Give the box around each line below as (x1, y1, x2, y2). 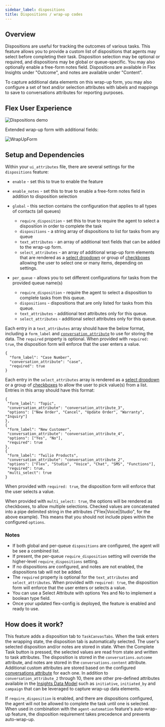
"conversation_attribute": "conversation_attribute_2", (7, 457, 125, 462)
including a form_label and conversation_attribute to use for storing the (5, 330, 154, 336)
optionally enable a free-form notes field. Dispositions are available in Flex (5, 64, 156, 70)
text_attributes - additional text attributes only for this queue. (19, 310, 148, 317)
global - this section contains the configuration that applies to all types (12, 203, 157, 209)
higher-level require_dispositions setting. (12, 558, 99, 564)
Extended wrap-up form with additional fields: (5, 127, 99, 133)
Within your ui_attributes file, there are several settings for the (5, 164, 135, 170)
